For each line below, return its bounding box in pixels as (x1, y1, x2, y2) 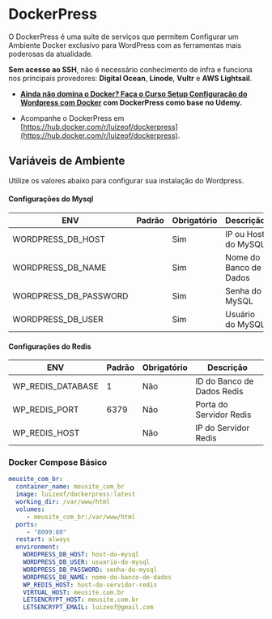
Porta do (195, 399, 228, 411)
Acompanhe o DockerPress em (19, 113, 125, 123)
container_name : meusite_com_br (15, 483, 125, 491)
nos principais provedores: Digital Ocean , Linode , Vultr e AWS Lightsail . (8, 73, 253, 83)
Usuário (225, 308, 256, 320)
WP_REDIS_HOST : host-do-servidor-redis (23, 581, 158, 589)
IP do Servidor (195, 423, 250, 434)
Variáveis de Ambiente (8, 154, 125, 168)
